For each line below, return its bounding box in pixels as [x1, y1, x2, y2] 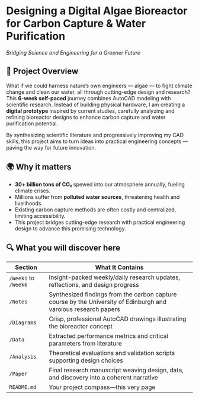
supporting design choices [49, 356, 123, 365]
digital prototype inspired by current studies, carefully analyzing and [6, 107, 175, 114]
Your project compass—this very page [49, 383, 156, 391]
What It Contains [95, 263, 144, 271]
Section [14, 263, 37, 271]
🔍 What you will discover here [6, 242, 120, 253]
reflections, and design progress [49, 281, 139, 289]
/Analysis [9, 353, 37, 360]
